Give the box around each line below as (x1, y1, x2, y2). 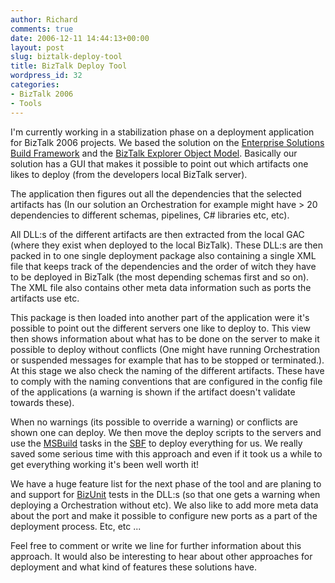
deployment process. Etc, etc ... (10, 520, 142, 532)
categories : (10, 80, 60, 90)
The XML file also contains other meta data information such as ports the (10, 281, 312, 293)
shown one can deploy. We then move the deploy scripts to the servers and (10, 426, 322, 438)
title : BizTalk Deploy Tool (10, 61, 128, 71)
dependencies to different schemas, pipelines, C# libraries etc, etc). (10, 209, 290, 221)
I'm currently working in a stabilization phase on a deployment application (10, 126, 315, 138)
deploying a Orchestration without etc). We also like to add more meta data (10, 499, 319, 511)
